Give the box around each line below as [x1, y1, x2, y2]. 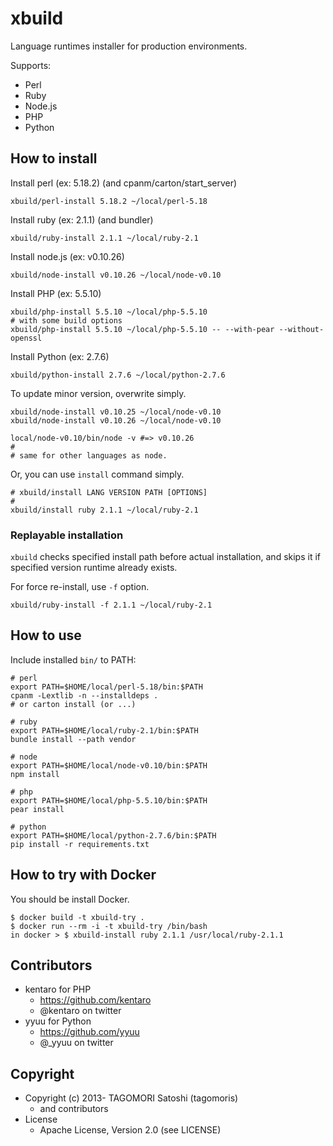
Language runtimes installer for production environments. [10, 40, 248, 52]
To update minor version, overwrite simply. [10, 387, 187, 399]
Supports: [10, 59, 52, 71]
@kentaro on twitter [39, 1005, 122, 1017]
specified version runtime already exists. [10, 562, 178, 574]
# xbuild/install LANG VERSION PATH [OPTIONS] [10, 487, 208, 497]
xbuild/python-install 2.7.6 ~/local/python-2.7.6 [10, 370, 226, 380]
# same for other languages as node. [10, 450, 168, 461]
